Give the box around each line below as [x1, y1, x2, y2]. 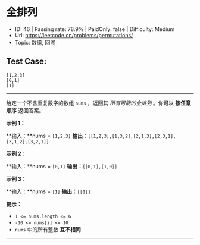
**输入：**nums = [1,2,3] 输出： [6, 132, 88, 139]
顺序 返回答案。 [6, 106, 45, 114]
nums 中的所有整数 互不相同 [14, 225, 82, 233]
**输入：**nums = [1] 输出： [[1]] [6, 188, 91, 195]
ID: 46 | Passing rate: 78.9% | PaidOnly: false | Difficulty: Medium [14, 25, 175, 33]
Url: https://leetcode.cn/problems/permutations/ [14, 32, 133, 39]
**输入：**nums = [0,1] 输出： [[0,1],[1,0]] [6, 162, 118, 169]
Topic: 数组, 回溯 [14, 39, 56, 46]
